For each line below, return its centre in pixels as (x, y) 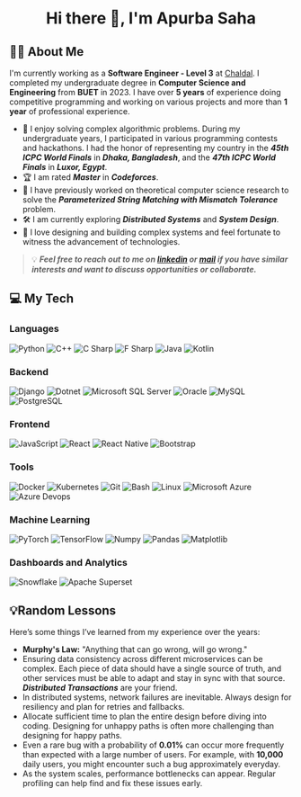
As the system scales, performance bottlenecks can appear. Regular (149, 774)
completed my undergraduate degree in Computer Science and (128, 83)
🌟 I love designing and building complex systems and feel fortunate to (151, 232)
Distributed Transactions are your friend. (100, 687)
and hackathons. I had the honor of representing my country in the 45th (155, 148)
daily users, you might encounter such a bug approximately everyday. (151, 764)
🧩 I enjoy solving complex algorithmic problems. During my (131, 129)
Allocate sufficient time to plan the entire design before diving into (144, 716)
